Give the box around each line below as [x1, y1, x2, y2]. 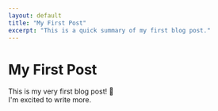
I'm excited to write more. [8, 95, 92, 105]
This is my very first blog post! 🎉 [8, 86, 114, 96]
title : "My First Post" [8, 19, 87, 27]
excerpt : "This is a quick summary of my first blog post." [8, 26, 212, 34]
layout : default [8, 11, 62, 20]
